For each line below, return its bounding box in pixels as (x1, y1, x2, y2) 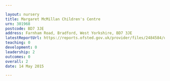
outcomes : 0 (5, 54, 30, 59)
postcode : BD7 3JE (5, 26, 44, 31)
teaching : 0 (5, 40, 30, 46)
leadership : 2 (5, 49, 35, 55)
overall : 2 (5, 59, 28, 64)
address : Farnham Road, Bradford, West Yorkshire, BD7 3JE (5, 31, 133, 36)
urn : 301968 (5, 21, 30, 26)
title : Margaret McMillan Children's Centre (5, 16, 101, 22)
